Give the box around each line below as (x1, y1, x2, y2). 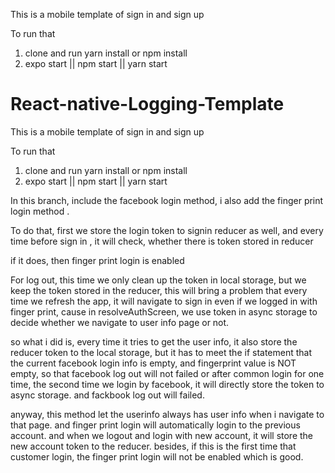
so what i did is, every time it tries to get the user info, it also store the (10, 335, 298, 348)
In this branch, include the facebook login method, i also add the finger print (10, 194, 324, 206)
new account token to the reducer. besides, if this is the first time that (10, 440, 297, 452)
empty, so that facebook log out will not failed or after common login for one (10, 367, 325, 379)
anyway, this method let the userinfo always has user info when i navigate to (10, 408, 325, 420)
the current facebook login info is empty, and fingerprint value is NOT (10, 357, 297, 369)
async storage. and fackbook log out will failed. (10, 389, 205, 401)
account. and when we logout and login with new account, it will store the (10, 429, 314, 441)
